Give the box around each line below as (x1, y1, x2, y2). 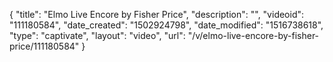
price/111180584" (9, 40, 80, 52)
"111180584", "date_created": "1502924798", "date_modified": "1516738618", (9, 19, 324, 31)
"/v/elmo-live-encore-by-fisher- (187, 30, 320, 41)
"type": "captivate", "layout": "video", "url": (9, 30, 186, 41)
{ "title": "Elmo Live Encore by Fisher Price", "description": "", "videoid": (9, 9, 305, 20)
